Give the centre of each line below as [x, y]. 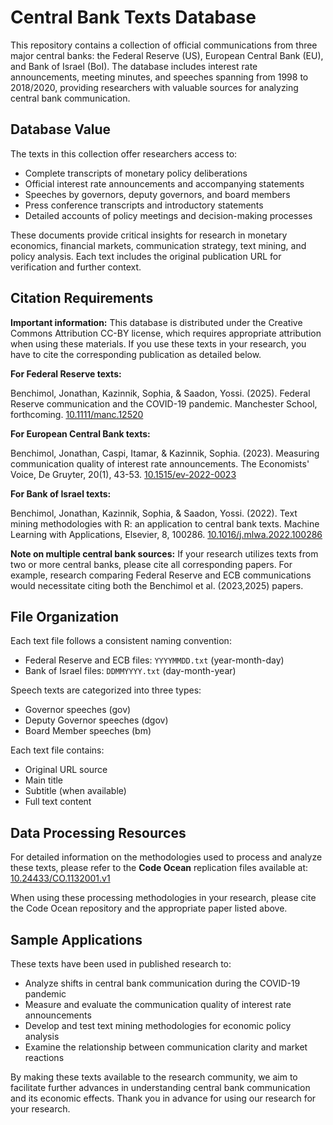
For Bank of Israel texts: [61, 493]
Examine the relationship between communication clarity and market [166, 1047]
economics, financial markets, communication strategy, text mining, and [158, 245]
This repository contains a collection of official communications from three [164, 45]
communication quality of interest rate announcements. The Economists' [160, 463]
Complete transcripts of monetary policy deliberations [136, 173]
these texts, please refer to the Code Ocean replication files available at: [159, 868]
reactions [44, 1057]
